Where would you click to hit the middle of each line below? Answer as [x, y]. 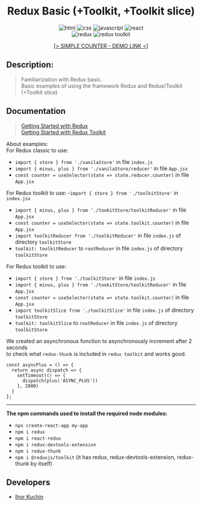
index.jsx [19, 198]
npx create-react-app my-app [51, 425]
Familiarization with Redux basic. [62, 79]
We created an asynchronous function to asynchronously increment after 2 [99, 341]
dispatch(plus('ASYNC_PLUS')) [60, 381]
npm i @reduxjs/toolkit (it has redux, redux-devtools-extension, [95, 457]
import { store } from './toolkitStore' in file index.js [85, 278]
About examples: [27, 144]
